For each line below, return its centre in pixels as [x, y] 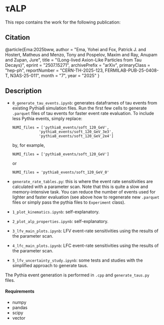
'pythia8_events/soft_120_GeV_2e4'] [76, 136]
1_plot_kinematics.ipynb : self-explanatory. [56, 212]
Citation [18, 38]
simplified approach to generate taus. [50, 265]
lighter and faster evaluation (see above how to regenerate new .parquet [86, 197]
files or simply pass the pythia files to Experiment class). [69, 202]
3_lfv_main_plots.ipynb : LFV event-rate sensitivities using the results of [85, 231]
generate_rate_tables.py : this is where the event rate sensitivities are [82, 181]
